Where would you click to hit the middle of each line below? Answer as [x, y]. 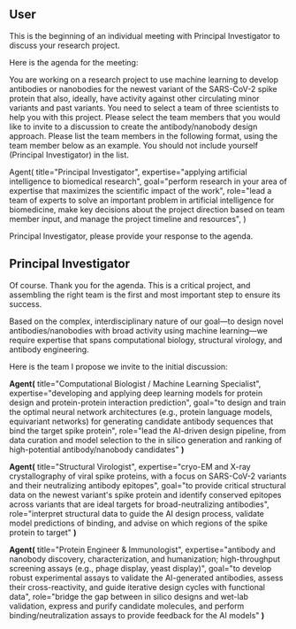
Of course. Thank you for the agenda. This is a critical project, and [130, 285]
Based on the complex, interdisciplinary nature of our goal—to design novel [147, 321]
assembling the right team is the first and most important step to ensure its [145, 295]
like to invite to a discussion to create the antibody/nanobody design [133, 127]
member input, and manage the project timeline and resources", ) [128, 219]
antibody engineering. [49, 349]
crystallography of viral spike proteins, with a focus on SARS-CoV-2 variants [148, 476]
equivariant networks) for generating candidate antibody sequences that [141, 421]
